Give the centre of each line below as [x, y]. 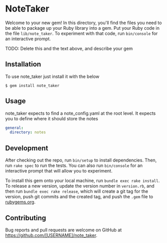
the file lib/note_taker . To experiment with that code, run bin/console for [81, 33]
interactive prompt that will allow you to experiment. [59, 171]
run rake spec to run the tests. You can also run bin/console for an [74, 166]
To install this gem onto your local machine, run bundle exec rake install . [82, 181]
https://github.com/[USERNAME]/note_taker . [51, 235]
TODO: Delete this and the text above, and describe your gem [69, 48]
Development [27, 148]
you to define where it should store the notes [52, 118]
